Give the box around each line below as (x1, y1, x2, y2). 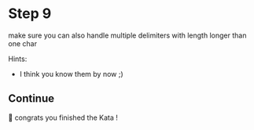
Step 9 (8, 5, 52, 23)
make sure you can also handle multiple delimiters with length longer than (8, 31, 247, 40)
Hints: (8, 54, 28, 63)
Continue (8, 92, 55, 106)
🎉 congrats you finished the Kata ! (8, 113, 118, 122)
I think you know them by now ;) (19, 69, 123, 78)
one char (8, 38, 38, 48)
